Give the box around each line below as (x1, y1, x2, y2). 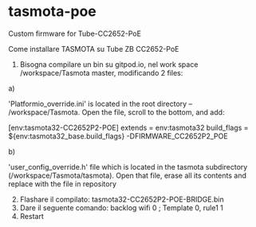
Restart (19, 211, 44, 221)
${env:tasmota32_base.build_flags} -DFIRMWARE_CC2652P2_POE (8, 131, 229, 141)
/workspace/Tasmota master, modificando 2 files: (19, 68, 183, 77)
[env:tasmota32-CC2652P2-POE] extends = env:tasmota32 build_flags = (8, 123, 249, 132)
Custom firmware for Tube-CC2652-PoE (8, 29, 142, 38)
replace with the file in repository (8, 178, 117, 189)
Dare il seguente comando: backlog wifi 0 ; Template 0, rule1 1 (19, 202, 223, 213)
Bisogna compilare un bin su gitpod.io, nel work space (19, 59, 199, 69)
